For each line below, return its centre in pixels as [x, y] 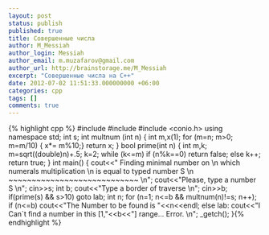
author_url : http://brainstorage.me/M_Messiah [88, 68]
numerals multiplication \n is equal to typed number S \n [101, 171]
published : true [35, 31]
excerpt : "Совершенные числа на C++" [71, 76]
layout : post [30, 16]
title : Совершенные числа [51, 38]
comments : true [34, 105]
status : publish [35, 23]
